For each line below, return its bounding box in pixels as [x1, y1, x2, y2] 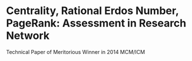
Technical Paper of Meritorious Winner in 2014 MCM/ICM [6, 48, 145, 55]
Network [6, 29, 50, 42]
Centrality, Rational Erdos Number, [6, 4, 179, 18]
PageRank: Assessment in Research [6, 16, 187, 30]
